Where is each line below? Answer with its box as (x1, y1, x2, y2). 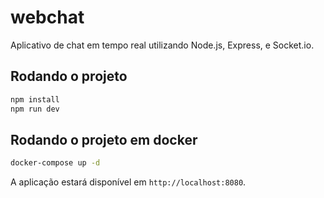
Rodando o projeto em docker (10, 131, 198, 148)
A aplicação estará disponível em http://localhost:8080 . (10, 176, 247, 188)
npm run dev (10, 104, 60, 114)
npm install (10, 94, 60, 105)
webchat (10, 6, 85, 29)
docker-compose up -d (10, 158, 101, 168)
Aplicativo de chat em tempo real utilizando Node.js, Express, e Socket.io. (10, 39, 315, 51)
